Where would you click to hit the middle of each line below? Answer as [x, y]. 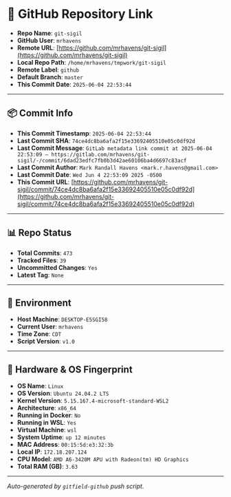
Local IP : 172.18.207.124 [52, 452]
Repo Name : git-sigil [49, 33]
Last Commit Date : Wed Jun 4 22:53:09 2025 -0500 [90, 174]
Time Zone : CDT [39, 334]
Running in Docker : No [49, 415]
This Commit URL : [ [45, 182]
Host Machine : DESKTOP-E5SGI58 [62, 319]
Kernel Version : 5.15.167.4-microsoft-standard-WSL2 [93, 401]
